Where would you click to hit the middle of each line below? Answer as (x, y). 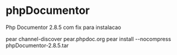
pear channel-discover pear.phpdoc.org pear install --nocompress (88, 39)
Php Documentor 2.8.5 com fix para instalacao (63, 27)
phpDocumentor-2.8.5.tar (37, 45)
